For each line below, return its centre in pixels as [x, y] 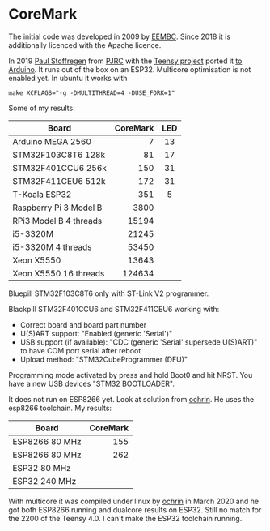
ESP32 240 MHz [44, 481]
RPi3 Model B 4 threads [57, 221]
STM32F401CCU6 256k [60, 168]
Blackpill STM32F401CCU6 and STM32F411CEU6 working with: [114, 309]
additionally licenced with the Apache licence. [85, 45]
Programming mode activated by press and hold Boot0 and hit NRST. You [131, 375]
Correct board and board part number [83, 324]
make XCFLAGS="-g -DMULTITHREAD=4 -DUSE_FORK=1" [92, 93]
